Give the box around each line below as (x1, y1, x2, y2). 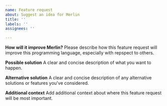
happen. (5, 65, 23, 71)
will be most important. (5, 95, 53, 101)
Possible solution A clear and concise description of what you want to (5, 60, 151, 66)
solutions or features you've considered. (5, 80, 89, 86)
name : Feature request (5, 7, 53, 13)
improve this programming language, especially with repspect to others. (5, 50, 154, 56)
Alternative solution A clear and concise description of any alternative (5, 75, 152, 81)
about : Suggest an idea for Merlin (5, 12, 80, 17)
